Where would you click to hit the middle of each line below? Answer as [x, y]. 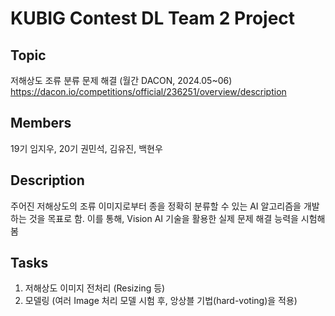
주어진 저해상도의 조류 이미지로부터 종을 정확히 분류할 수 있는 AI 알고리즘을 [156, 206]
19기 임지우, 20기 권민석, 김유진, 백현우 [86, 148]
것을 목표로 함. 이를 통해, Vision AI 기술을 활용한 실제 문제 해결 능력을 [163, 218]
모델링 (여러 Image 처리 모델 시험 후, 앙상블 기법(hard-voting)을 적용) [161, 301]
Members [41, 123]
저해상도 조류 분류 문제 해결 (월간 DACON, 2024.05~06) [121, 80]
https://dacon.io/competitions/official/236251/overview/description [148, 91]
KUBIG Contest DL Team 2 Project [153, 18]
